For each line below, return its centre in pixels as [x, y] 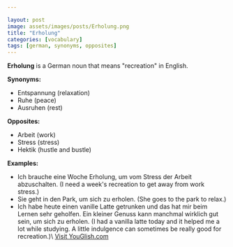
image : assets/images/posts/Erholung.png [68, 26]
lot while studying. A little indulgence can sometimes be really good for [119, 229]
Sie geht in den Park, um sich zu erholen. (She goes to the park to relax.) [122, 199]
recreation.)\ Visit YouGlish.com [63, 237]
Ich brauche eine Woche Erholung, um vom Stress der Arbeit [104, 177]
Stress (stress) [38, 142]
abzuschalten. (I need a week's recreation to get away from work [111, 184]
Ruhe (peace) [37, 100]
